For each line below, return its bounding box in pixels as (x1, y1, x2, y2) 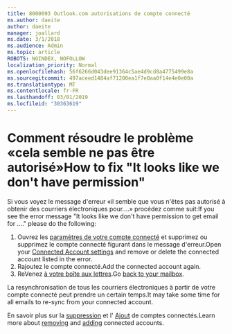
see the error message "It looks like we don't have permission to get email (7, 212, 219, 220)
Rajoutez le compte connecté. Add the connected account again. (17, 262, 201, 270)
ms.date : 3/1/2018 (7, 36, 60, 43)
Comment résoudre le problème (7, 130, 194, 146)
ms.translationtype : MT (7, 81, 76, 88)
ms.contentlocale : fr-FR (7, 87, 79, 94)
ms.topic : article (7, 49, 60, 56)
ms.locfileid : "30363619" (7, 100, 82, 107)
